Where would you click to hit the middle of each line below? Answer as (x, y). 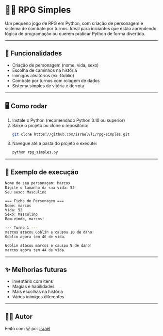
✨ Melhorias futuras (36, 269)
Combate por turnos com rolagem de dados (56, 80)
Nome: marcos (18, 206)
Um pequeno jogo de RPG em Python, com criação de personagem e (74, 23)
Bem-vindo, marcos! (25, 219)
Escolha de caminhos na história (44, 70)
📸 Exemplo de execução (42, 172)
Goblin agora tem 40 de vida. (36, 237)
